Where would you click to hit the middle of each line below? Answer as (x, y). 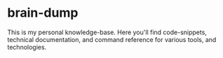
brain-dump (43, 13)
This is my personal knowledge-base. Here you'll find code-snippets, (107, 32)
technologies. (27, 47)
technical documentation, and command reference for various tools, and (112, 39)
